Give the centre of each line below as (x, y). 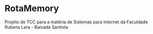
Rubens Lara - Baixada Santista (36, 27)
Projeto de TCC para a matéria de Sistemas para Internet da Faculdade (76, 22)
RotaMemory (32, 8)
